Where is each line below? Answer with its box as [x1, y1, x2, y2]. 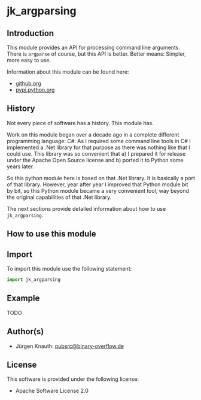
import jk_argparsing [7, 277, 61, 283]
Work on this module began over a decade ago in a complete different [7, 131, 179, 138]
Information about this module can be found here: [7, 68, 129, 75]
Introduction [7, 28, 54, 38]
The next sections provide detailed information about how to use [7, 205, 166, 212]
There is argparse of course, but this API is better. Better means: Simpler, [7, 50, 186, 57]
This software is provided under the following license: [7, 375, 139, 383]
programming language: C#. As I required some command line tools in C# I [7, 137, 191, 144]
